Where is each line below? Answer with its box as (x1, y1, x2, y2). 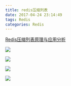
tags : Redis (5, 17, 30, 22)
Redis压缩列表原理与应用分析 (5, 36, 66, 42)
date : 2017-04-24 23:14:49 (5, 12, 62, 17)
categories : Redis (5, 21, 44, 27)
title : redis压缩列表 (5, 7, 48, 13)
